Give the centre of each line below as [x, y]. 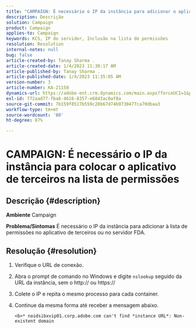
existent [25, 321]
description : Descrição [35, 17]
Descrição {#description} [53, 201]
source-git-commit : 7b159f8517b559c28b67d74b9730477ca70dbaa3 [83, 104]
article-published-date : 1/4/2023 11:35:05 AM [64, 77]
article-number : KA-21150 [37, 88]
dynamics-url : [23, 93]
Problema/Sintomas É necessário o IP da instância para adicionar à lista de [97, 227]
